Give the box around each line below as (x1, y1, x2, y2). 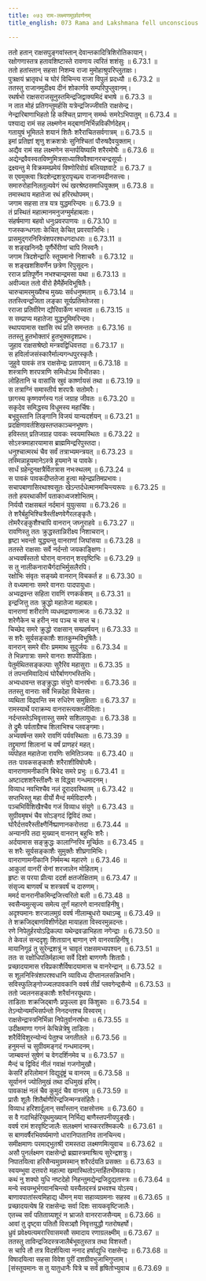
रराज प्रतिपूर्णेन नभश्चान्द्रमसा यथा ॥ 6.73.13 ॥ (8, 269, 126, 278)
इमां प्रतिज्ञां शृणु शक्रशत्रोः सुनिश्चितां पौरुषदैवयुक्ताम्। (8, 136, 136, 146)
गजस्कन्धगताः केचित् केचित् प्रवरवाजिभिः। (8, 225, 110, 234)
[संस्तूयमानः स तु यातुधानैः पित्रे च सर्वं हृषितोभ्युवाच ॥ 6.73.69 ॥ (8, 1263, 169, 1272)
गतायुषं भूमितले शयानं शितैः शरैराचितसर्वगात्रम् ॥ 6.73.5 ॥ (8, 127, 152, 136)
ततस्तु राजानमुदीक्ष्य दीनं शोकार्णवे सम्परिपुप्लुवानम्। (8, 83, 132, 92)
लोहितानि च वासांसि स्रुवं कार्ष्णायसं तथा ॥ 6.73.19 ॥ (8, 375, 140, 385)
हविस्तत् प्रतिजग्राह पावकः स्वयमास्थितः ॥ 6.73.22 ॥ (8, 429, 140, 439)
